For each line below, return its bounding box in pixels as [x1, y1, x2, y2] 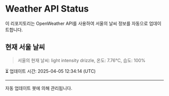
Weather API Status [5, 3, 89, 15]
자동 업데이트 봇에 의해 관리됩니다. [5, 85, 72, 91]
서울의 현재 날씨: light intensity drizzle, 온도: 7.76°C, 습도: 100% [17, 57, 146, 63]
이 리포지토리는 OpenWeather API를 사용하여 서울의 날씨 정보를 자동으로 [5, 20, 148, 26]
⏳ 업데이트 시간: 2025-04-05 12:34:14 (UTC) [5, 68, 96, 74]
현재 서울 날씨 [5, 43, 45, 52]
